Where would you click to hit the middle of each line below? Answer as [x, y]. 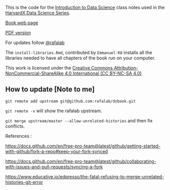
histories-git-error [24, 182]
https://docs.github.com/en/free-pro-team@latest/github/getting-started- [83, 146]
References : [19, 136]
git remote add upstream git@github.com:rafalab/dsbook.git [71, 101]
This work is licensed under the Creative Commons [59, 68]
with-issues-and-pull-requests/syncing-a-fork [54, 166]
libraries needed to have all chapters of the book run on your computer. [80, 58]
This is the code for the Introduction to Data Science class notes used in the [85, 7]
